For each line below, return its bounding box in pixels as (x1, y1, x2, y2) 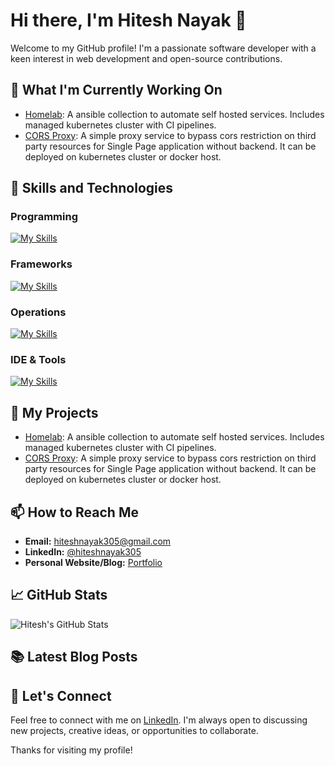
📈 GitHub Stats (10, 587, 108, 604)
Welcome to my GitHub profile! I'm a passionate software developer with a (10, 42, 317, 54)
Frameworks (10, 257, 73, 271)
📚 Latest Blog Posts (10, 649, 138, 666)
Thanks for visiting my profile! (10, 744, 133, 756)
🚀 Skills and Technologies (10, 180, 174, 197)
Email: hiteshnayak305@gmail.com (24, 535, 172, 547)
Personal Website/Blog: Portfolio (24, 556, 163, 568)
